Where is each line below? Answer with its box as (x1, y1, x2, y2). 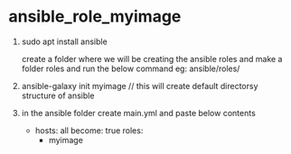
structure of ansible (21, 90, 95, 101)
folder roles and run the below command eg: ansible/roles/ (21, 63, 240, 74)
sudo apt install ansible (21, 36, 108, 47)
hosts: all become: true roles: (34, 124, 144, 136)
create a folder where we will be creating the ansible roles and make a (21, 53, 283, 64)
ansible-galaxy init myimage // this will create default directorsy (21, 80, 258, 91)
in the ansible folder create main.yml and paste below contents (21, 107, 257, 118)
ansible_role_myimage (8, 6, 182, 27)
